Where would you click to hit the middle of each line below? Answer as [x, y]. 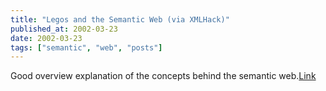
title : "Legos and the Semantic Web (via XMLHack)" [120, 19]
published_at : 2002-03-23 [64, 29]
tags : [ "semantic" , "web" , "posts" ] [86, 47]
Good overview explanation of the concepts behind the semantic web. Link [163, 76]
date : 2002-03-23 [46, 38]
